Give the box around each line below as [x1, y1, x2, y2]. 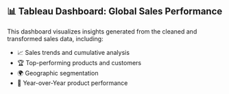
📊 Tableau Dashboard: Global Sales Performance [7, 5, 223, 17]
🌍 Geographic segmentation [16, 69, 99, 77]
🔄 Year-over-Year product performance [16, 78, 128, 87]
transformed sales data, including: [7, 34, 104, 43]
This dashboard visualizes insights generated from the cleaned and [7, 27, 197, 36]
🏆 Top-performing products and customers [16, 58, 142, 67]
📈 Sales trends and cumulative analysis [16, 48, 130, 56]
